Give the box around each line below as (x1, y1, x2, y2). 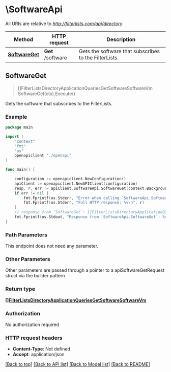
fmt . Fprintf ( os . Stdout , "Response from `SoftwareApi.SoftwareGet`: (14, 214, 160, 220)
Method (13, 36, 34, 43)
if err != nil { (14, 190, 49, 195)
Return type (5, 286, 36, 293)
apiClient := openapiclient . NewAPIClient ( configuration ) (14, 181, 138, 186)
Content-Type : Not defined (12, 346, 70, 352)
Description (106, 36, 136, 43)
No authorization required (5, 321, 60, 327)
